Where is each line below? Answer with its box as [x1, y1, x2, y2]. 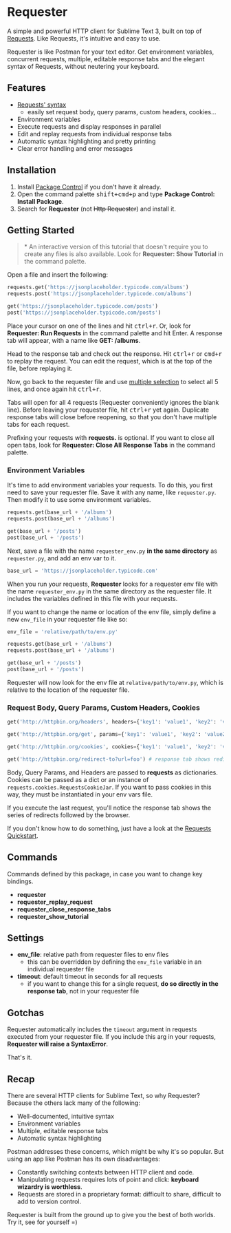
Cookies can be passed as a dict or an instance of [7, 775, 149, 783]
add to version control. [16, 1197, 82, 1205]
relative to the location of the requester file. [7, 686, 130, 694]
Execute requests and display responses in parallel [16, 122, 162, 131]
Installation [7, 165, 56, 176]
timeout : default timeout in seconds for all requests [16, 972, 163, 981]
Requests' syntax [16, 101, 67, 109]
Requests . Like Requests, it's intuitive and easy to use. [7, 34, 161, 42]
